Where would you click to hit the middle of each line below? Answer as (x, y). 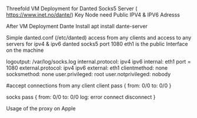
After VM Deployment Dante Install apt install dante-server (77, 26)
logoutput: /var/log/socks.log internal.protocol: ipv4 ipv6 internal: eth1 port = (98, 62)
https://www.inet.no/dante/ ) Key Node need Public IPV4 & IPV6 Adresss (93, 15)
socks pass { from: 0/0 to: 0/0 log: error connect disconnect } (81, 97)
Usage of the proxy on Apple (41, 108)
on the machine (25, 50)
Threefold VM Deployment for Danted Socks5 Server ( (72, 9)
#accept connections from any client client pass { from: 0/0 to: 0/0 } (89, 86)
